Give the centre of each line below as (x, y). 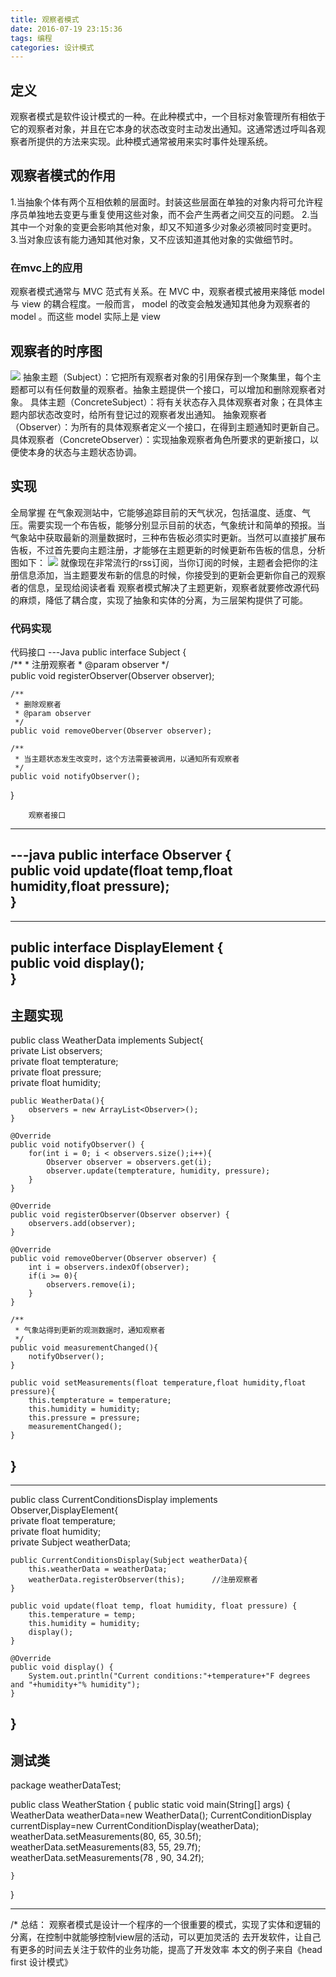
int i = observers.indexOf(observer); (109, 1267)
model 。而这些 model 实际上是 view (85, 317)
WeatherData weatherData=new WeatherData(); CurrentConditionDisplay (161, 1815)
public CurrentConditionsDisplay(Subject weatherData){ (129, 1560)
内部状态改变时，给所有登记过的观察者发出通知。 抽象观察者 (142, 414)
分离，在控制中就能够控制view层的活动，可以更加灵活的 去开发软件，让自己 (166, 1937)
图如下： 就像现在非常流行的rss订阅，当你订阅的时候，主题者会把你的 (160, 562)
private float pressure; (56, 1072)
